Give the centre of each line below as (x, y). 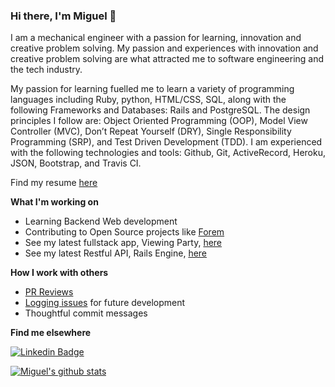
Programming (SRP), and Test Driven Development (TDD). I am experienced (166, 142)
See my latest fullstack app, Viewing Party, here (123, 243)
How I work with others (59, 273)
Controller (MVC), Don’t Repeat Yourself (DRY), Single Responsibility (151, 131)
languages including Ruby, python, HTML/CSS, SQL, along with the (148, 100)
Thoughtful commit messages (86, 313)
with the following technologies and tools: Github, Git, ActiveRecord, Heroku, (168, 153)
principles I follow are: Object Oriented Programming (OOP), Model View (159, 121)
